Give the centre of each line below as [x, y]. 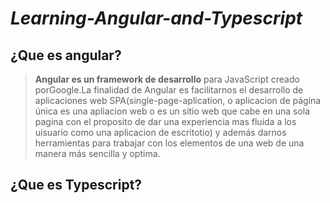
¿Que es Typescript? [76, 185]
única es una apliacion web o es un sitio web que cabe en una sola [172, 111]
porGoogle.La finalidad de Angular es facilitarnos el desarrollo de [169, 90]
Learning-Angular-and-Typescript [156, 18]
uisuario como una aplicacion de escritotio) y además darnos [160, 132]
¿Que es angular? [66, 55]
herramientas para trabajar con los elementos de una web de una [169, 143]
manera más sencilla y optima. [97, 153]
